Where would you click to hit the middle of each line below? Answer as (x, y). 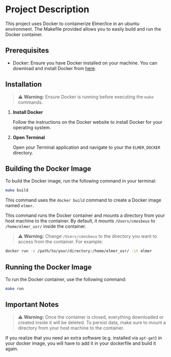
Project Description (47, 9)
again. (12, 348)
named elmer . (20, 206)
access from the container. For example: (60, 242)
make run (15, 288)
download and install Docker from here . (54, 68)
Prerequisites (27, 50)
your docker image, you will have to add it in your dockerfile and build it (81, 343)
